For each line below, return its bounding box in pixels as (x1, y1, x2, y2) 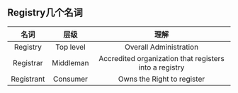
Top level (55, 42, 86, 52)
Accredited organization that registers (98, 53, 225, 63)
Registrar (13, 58, 44, 67)
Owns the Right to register (118, 74, 205, 84)
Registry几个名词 (7, 6, 83, 19)
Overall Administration (124, 42, 199, 52)
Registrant (11, 74, 45, 84)
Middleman (52, 58, 90, 67)
